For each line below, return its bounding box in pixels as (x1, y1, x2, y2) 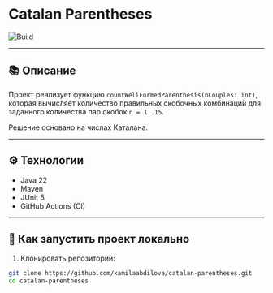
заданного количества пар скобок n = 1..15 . (8, 106, 164, 116)
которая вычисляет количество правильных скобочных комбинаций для (8, 98, 262, 108)
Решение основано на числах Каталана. (8, 123, 149, 132)
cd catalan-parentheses (8, 277, 89, 285)
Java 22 (19, 175, 48, 185)
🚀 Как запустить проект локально (8, 232, 190, 246)
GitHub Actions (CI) (19, 200, 86, 211)
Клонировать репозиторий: (19, 253, 115, 264)
